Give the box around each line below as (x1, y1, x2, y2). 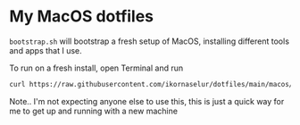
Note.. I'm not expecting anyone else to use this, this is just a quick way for (9, 96, 285, 106)
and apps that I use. (9, 45, 82, 55)
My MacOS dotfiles (9, 6, 154, 27)
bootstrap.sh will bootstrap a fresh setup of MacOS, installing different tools (9, 36, 290, 46)
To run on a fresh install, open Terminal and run (9, 62, 184, 73)
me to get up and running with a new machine (9, 105, 179, 116)
